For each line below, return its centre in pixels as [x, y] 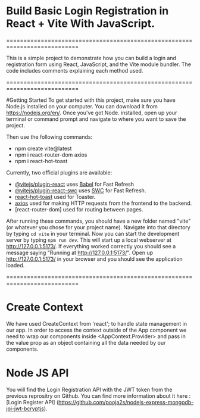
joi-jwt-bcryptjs [25, 408]
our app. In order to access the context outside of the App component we [96, 330]
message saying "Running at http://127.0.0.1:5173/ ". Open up [80, 252]
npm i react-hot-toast [41, 161]
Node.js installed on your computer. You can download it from [82, 106]
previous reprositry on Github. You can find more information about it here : [99, 396]
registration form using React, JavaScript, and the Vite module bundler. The [99, 64]
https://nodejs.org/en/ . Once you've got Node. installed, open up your [92, 113]
